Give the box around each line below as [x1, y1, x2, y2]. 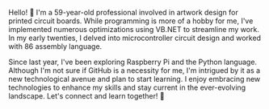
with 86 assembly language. [8, 42, 103, 51]
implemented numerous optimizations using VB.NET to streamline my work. [8, 25, 260, 34]
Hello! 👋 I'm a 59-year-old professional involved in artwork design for [8, 8, 238, 17]
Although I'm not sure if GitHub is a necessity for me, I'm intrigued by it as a [8, 66, 261, 75]
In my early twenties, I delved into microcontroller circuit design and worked [8, 33, 261, 42]
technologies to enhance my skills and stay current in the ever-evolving [8, 83, 246, 92]
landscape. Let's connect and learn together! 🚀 [8, 91, 165, 100]
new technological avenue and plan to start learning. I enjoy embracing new [8, 75, 261, 83]
